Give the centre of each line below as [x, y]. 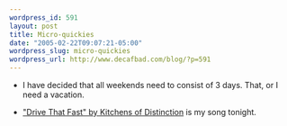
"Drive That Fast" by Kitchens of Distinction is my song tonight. [139, 112]
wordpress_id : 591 [44, 18]
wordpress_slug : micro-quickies [70, 51]
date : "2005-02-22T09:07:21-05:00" [76, 43]
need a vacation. [54, 94]
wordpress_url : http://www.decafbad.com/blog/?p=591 [110, 59]
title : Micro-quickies [52, 34]
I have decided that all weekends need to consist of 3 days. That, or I [150, 85]
